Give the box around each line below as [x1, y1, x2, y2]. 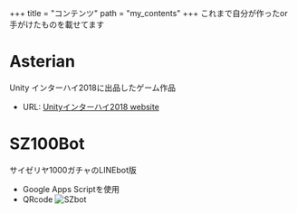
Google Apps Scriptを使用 [22, 183, 120, 194]
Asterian [9, 51, 75, 72]
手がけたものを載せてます [9, 19, 105, 30]
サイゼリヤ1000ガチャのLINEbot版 [9, 164, 138, 175]
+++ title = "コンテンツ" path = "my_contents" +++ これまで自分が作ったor [9, 8, 288, 18]
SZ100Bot [9, 134, 85, 154]
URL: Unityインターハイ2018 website [22, 101, 160, 112]
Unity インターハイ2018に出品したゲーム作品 [9, 82, 177, 93]
